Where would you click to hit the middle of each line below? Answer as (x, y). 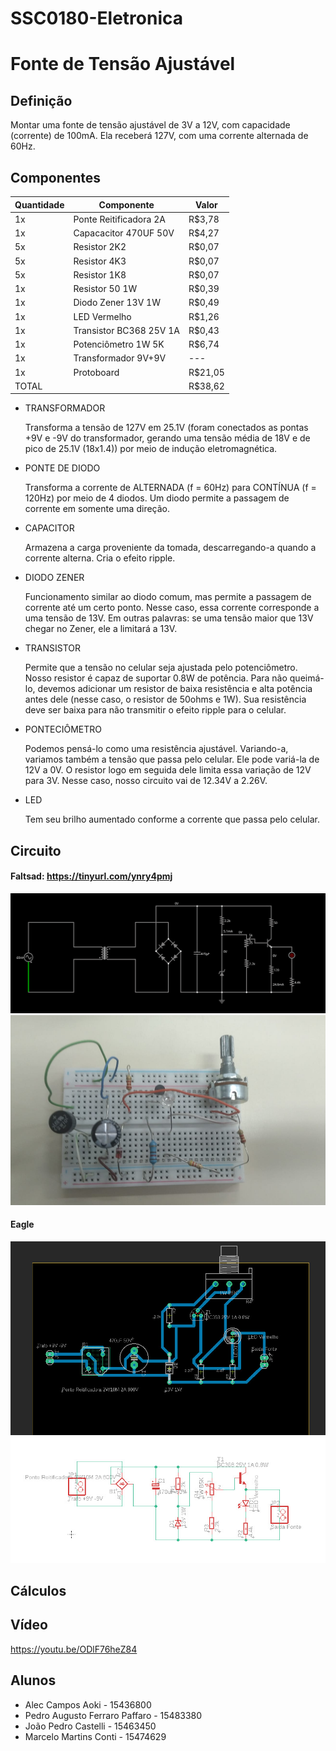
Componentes (56, 177)
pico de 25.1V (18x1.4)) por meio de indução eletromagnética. (151, 449)
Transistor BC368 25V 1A (126, 330)
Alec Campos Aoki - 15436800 (88, 1704)
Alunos (33, 1680)
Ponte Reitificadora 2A (119, 219)
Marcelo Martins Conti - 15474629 (95, 1736)
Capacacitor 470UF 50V (124, 233)
